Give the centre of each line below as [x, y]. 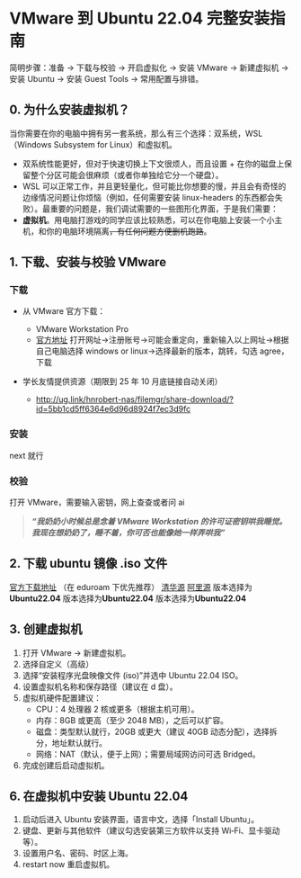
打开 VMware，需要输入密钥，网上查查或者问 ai [97, 502]
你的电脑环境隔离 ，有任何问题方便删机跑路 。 [129, 231]
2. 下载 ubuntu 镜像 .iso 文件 [89, 564]
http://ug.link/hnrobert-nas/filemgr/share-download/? [134, 399]
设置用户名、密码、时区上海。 [77, 853]
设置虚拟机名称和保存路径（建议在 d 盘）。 [100, 686]
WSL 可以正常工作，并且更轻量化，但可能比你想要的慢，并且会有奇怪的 [154, 186]
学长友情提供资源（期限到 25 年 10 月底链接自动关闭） [122, 381]
